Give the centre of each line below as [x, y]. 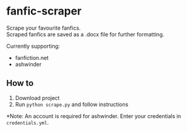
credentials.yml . [28, 122]
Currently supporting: [33, 46]
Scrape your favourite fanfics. [43, 28]
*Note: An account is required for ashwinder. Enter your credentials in [94, 116]
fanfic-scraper [44, 11]
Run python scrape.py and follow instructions [72, 104]
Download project [37, 97]
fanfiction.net [32, 58]
